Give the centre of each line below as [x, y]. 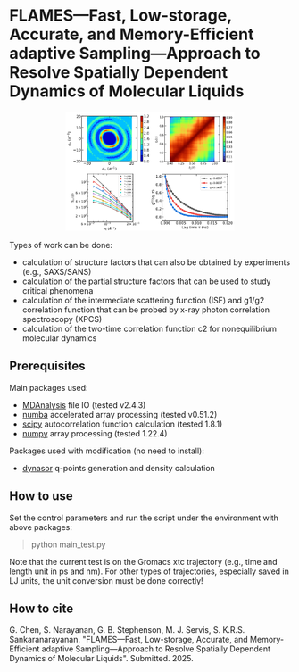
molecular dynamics [59, 338]
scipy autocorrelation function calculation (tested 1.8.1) [122, 424]
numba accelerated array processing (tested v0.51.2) [120, 414]
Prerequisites [47, 366]
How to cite [42, 608]
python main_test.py [68, 544]
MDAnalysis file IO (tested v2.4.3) [84, 405]
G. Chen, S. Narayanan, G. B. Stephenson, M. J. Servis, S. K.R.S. [127, 630]
